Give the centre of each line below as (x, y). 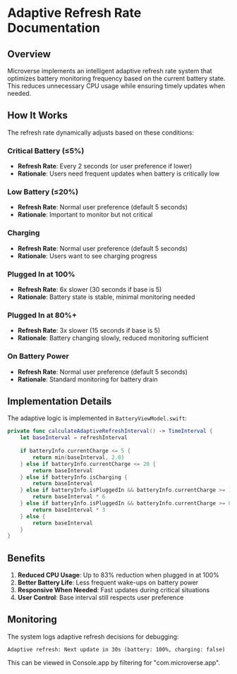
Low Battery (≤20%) (43, 192)
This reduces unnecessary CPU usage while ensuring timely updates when (116, 86)
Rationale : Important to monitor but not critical (85, 215)
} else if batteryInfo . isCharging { (74, 477)
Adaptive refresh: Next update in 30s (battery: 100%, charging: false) (116, 649)
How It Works (38, 115)
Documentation (54, 28)
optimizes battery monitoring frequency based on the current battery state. (116, 78)
